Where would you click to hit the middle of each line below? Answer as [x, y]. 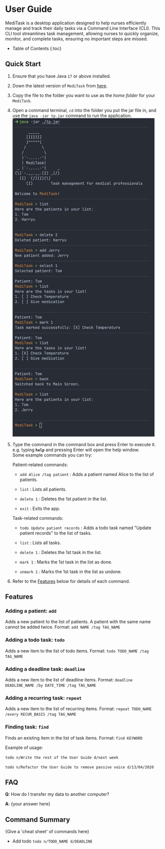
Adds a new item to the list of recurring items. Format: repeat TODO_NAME [79, 709]
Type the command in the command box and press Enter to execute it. [84, 444]
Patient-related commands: [40, 465]
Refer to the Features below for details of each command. [71, 581]
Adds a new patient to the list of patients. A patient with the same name [78, 622]
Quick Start [23, 64]
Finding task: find [27, 727]
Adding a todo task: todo [35, 640]
